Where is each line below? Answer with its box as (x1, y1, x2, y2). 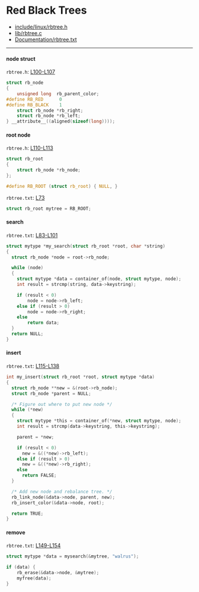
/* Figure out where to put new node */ (11, 401, 113, 407)
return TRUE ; (11, 511, 44, 517)
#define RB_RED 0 (6, 96, 62, 102)
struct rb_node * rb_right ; (17, 108, 84, 114)
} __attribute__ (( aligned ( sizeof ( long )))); (6, 118, 115, 125)
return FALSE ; (21, 473, 57, 478)
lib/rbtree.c (14, 29, 43, 36)
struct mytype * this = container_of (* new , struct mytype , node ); (17, 418, 182, 424)
